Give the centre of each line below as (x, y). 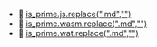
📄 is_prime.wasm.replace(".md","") (83, 23)
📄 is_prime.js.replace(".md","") (74, 14)
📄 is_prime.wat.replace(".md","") (78, 33)
